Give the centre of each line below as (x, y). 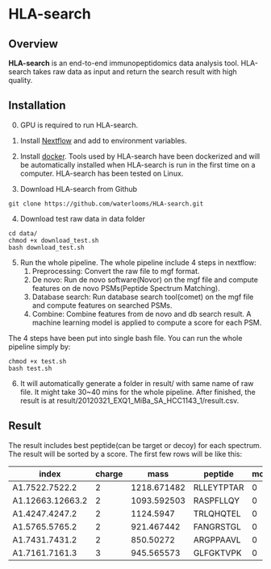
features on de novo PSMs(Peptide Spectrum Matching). (126, 288)
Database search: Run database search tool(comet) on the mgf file (143, 297)
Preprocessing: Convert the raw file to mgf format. (116, 271)
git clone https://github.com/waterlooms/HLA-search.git (106, 204)
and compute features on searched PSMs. (102, 305)
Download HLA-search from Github (79, 189)
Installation (37, 106)
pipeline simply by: (40, 347)
